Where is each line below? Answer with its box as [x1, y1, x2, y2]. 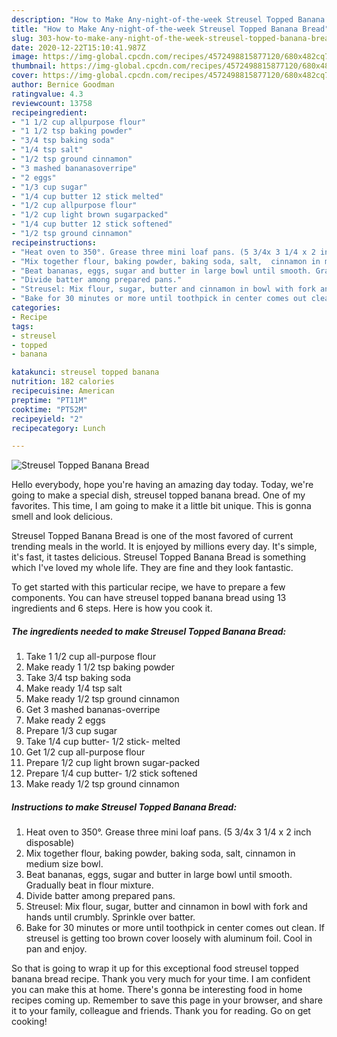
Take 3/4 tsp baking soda [25, 672, 131, 684]
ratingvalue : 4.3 [11, 89, 84, 99]
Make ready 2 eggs [25, 714, 106, 726]
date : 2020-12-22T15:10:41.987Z [11, 42, 146, 53]
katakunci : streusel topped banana [11, 367, 160, 378]
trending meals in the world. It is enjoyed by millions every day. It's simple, [11, 541, 318, 553]
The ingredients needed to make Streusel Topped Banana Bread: [11, 625, 287, 637]
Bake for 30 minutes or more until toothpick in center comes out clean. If [25, 922, 326, 934]
